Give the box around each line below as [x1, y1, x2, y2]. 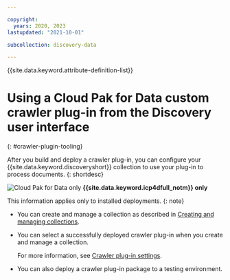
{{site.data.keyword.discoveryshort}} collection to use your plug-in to [7, 163, 204, 171]
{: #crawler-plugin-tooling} [7, 142, 83, 151]
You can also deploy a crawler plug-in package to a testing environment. [16, 265, 223, 273]
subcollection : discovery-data [7, 41, 97, 48]
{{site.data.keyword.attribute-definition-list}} [7, 66, 134, 74]
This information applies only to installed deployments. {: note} [7, 197, 185, 205]
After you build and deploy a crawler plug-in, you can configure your [7, 155, 201, 164]
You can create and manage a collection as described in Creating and [16, 211, 214, 219]
